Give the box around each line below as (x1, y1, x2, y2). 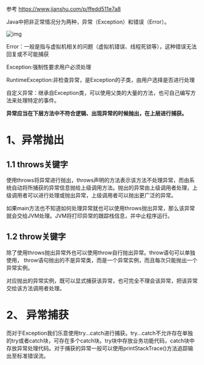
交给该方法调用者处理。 (6, 284, 65, 292)
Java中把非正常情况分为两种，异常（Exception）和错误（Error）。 (6, 18, 170, 26)
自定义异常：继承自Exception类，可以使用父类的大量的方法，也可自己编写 (6, 89, 191, 96)
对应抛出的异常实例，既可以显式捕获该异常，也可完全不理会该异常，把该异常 (6, 277, 198, 284)
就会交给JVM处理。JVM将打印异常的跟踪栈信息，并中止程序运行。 (6, 212, 173, 219)
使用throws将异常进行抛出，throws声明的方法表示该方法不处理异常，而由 (6, 177, 189, 183)
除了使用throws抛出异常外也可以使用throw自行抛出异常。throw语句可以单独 (6, 248, 195, 256)
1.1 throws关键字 (6, 159, 69, 169)
